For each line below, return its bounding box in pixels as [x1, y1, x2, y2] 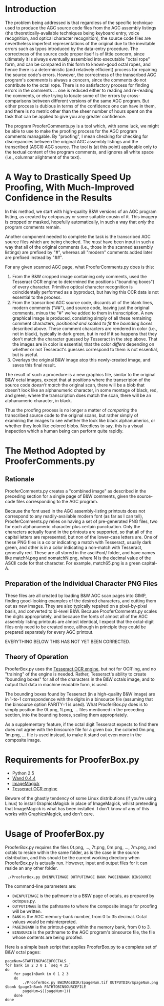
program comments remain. [5, 224, 61, 230]
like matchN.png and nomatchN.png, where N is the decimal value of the [5, 555, 151, 561]
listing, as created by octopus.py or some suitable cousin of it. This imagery [5, 213, 158, 219]
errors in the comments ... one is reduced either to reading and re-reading [5, 87, 154, 93]
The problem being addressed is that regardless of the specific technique [5, 20, 153, 26]
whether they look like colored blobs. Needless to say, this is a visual [5, 423, 143, 429]
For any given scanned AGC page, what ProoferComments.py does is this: [5, 264, 155, 270]
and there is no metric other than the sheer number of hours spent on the [5, 108, 152, 114]
